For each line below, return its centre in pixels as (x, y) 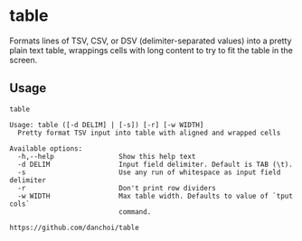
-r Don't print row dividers (117, 188)
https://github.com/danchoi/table (75, 227)
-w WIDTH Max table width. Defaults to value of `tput (156, 196)
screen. (24, 60)
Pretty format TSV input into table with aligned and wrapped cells (149, 133)
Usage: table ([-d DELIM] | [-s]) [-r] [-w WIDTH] (107, 125)
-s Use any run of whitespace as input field (149, 172)
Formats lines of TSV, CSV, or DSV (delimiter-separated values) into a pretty (151, 41)
